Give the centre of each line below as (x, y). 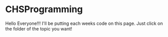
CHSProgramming (44, 9)
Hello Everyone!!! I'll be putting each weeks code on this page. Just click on (84, 23)
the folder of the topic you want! (39, 28)
